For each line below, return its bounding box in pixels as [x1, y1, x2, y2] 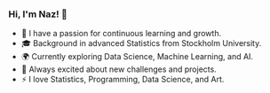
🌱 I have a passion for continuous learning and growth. [20, 28, 222, 39]
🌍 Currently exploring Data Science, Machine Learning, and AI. [20, 51, 254, 62]
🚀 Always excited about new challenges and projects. [20, 64, 217, 74]
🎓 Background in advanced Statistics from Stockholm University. [20, 38, 262, 49]
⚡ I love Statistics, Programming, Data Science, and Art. [20, 74, 225, 85]
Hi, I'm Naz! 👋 [8, 8, 67, 20]
